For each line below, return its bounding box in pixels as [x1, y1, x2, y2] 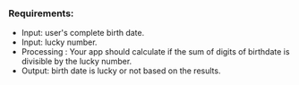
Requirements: [8, 7, 74, 20]
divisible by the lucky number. [21, 56, 132, 67]
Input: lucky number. [21, 37, 98, 47]
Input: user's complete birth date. [21, 28, 145, 38]
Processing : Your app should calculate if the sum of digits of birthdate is [21, 47, 290, 57]
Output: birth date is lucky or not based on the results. [21, 65, 221, 76]
